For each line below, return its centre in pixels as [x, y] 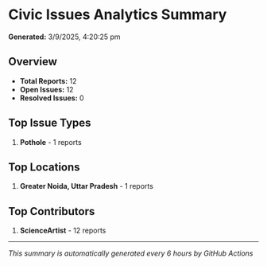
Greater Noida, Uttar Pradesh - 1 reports [86, 186]
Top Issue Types [50, 123]
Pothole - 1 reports [50, 142]
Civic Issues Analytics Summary [118, 15]
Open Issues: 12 [46, 89]
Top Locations [44, 167]
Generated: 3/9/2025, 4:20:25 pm [64, 37]
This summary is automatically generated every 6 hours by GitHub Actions [131, 253]
